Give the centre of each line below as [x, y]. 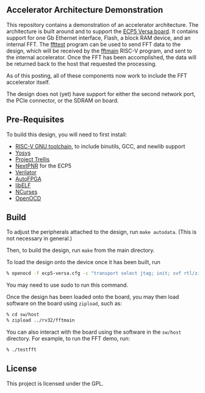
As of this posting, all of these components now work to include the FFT [97, 75]
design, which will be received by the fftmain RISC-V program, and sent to [99, 51]
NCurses [26, 191]
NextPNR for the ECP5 [43, 166]
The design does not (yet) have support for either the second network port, [101, 94]
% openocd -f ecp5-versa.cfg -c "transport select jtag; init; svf [94, 274]
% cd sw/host [23, 315]
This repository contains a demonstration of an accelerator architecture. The [103, 24]
